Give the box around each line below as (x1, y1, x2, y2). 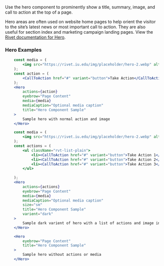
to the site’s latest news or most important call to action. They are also (5, 24, 145, 30)
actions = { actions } (22, 184, 60, 189)
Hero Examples (5, 46, 42, 53)
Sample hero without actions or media (22, 252, 102, 257)
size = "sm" (22, 203, 42, 207)
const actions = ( (14, 143, 51, 148)
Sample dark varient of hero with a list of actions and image (22, 221, 154, 225)
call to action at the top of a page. (5, 9, 73, 15)
